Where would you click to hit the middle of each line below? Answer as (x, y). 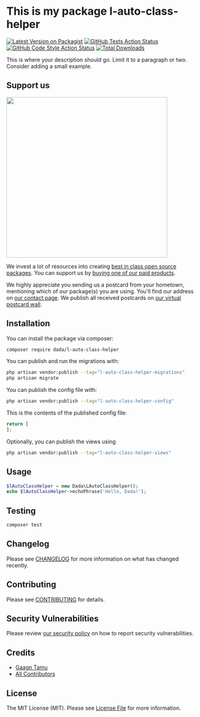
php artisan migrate (33, 378)
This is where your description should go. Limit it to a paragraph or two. (97, 59)
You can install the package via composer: (60, 338)
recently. (17, 565)
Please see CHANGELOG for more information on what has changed (93, 559)
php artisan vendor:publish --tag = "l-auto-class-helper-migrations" (96, 372)
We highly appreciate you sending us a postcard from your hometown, (95, 285)
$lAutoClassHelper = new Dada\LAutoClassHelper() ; (72, 486)
